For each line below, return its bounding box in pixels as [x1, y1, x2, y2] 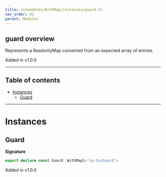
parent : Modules [5, 16, 39, 21]
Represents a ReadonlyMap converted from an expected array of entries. [5, 48, 154, 54]
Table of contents [5, 76, 60, 84]
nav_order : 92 [5, 12, 35, 17]
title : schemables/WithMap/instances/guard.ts [5, 7, 103, 12]
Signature [5, 148, 26, 154]
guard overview [5, 34, 55, 43]
